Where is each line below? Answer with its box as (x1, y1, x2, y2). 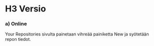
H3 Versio (5, 3, 46, 14)
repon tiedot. (5, 36, 31, 42)
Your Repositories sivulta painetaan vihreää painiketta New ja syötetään (5, 31, 149, 37)
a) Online (5, 21, 27, 27)
